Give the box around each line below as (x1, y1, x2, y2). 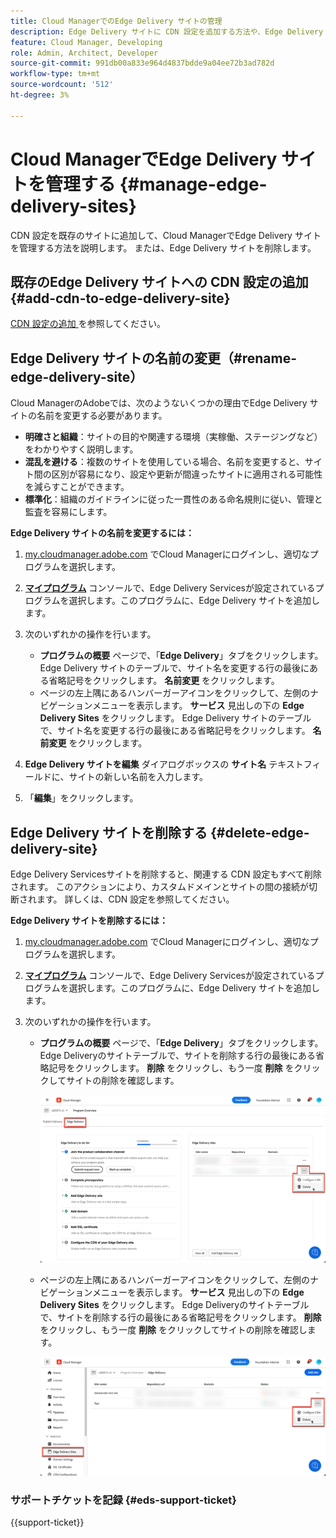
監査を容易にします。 (24, 506, 113, 518)
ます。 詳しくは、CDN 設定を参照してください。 (36, 893, 235, 905)
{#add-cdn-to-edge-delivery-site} (10, 290, 231, 307)
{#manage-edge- (119, 173, 268, 195)
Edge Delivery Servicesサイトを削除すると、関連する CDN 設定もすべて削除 (10, 868, 322, 880)
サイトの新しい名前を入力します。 (68, 771, 208, 783)
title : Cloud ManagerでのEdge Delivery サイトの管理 (10, 16, 223, 26)
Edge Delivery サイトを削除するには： (10, 915, 169, 926)
